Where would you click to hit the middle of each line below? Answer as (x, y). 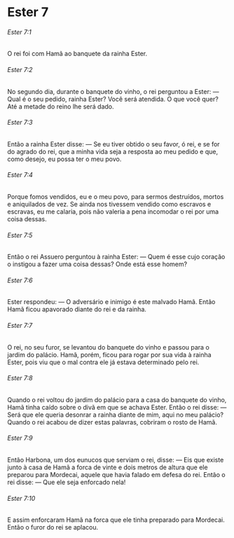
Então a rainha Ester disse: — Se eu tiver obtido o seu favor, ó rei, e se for (113, 144)
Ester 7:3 (20, 123)
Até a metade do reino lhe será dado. (61, 106)
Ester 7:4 (20, 175)
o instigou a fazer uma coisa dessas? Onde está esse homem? (97, 264)
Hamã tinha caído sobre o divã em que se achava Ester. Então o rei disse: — (117, 407)
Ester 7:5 (20, 235)
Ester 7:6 (20, 280)
